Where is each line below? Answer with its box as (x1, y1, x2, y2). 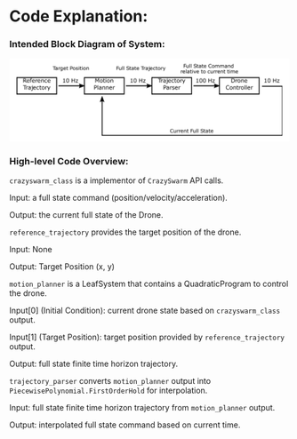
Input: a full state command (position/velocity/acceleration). (9, 192, 229, 203)
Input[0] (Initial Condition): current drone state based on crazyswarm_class (9, 305, 281, 315)
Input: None (9, 243, 52, 254)
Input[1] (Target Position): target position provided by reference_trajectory (9, 331, 285, 342)
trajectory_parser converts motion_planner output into (9, 375, 212, 386)
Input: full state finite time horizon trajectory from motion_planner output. (9, 402, 276, 412)
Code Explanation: (9, 6, 148, 27)
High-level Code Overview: (9, 155, 129, 167)
